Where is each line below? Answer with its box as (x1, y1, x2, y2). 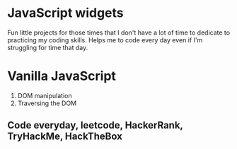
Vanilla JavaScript (7, 68, 117, 84)
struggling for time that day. (7, 43, 88, 52)
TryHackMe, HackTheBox (7, 131, 122, 143)
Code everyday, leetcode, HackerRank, (7, 119, 183, 131)
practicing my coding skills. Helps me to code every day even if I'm (7, 35, 203, 44)
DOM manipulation (17, 91, 72, 100)
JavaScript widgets (7, 5, 124, 21)
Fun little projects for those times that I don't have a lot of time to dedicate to (7, 28, 231, 37)
